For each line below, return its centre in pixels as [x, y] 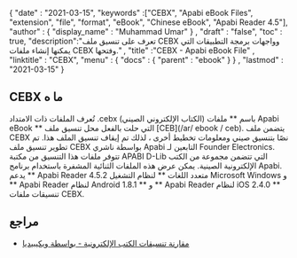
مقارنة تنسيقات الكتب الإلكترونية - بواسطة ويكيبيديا [106, 243]
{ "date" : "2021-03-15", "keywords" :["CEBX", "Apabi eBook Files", [131, 13]
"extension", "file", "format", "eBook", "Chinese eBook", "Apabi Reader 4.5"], [148, 22]
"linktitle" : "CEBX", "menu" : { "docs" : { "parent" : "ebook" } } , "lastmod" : [146, 60]
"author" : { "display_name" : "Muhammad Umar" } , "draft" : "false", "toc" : [146, 31]
